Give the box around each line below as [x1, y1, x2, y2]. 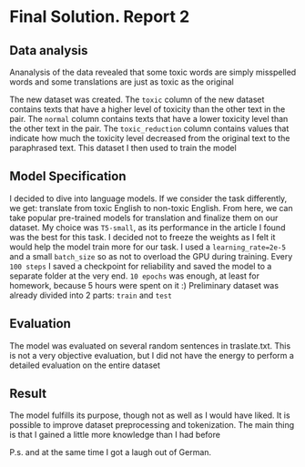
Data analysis [9, 43, 88, 58]
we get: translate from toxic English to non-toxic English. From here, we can [9, 202, 293, 213]
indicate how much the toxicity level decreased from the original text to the [9, 133, 290, 143]
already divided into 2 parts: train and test [9, 289, 173, 300]
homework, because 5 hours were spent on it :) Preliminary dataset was [9, 279, 280, 290]
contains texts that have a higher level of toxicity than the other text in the [9, 104, 286, 115]
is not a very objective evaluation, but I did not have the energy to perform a [9, 350, 294, 360]
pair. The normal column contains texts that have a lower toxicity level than [9, 114, 289, 124]
